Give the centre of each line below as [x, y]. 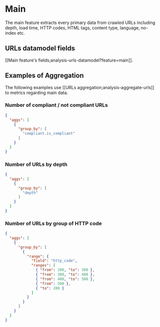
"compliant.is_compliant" [49, 134]
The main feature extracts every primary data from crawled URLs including [80, 23]
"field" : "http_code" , [54, 261]
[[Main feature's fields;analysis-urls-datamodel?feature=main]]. [69, 60]
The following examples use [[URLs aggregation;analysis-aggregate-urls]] [80, 87]
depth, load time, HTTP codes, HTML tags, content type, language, [72, 27]
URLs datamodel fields [40, 48]
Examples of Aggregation [44, 76]
